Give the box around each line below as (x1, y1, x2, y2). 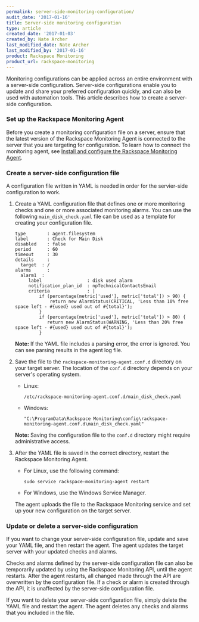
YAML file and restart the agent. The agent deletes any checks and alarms (6, 603, 188, 610)
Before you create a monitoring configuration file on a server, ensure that (6, 129, 186, 136)
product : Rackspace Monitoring (6, 53, 84, 59)
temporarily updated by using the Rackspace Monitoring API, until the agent (6, 566, 192, 573)
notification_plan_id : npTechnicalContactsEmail (28, 283, 157, 289)
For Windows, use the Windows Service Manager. (23, 489, 147, 496)
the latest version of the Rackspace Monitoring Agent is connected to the (6, 135, 186, 142)
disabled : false (14, 241, 66, 247)
